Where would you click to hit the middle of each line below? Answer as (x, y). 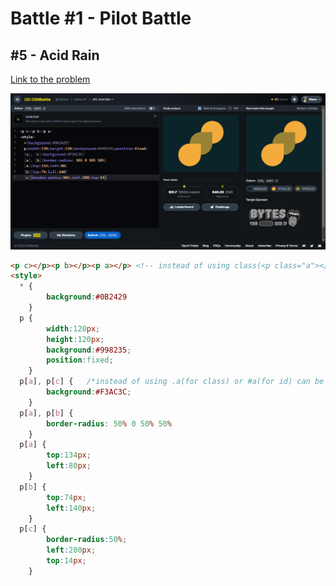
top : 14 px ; (66, 561)
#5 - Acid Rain (55, 55)
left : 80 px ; (69, 466)
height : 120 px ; (75, 339)
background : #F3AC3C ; (89, 392)
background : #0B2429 (87, 297)
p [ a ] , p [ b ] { (46, 413)
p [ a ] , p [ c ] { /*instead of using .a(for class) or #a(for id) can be (172, 382)
